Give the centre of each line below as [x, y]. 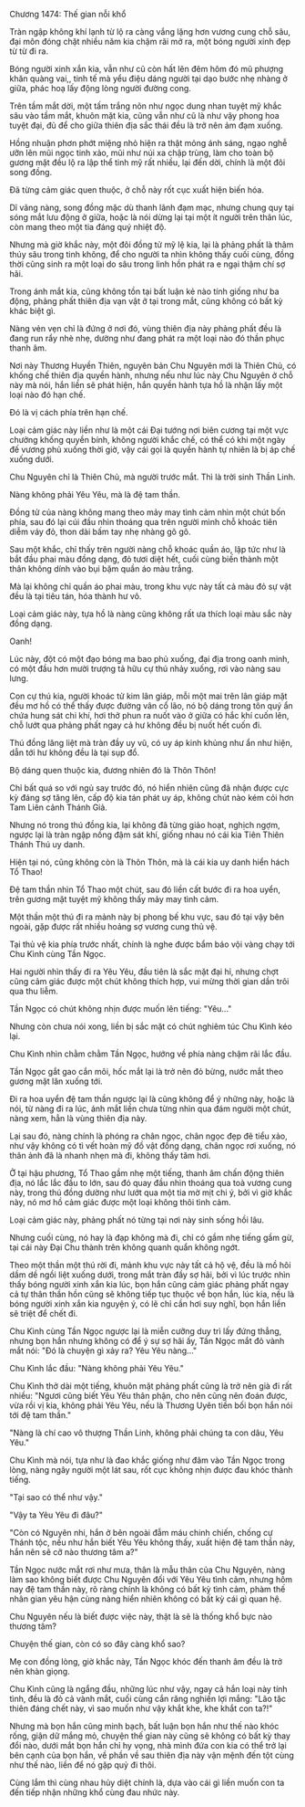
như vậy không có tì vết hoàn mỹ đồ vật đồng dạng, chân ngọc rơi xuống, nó [153, 1145]
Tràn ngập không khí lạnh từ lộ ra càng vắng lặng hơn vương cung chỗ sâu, [150, 32]
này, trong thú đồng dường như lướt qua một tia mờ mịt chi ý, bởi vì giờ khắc [151, 1192]
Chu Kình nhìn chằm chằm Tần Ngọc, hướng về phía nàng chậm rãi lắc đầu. [151, 1054]
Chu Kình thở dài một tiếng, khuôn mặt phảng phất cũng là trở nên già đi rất [151, 1386]
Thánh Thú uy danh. [47, 844]
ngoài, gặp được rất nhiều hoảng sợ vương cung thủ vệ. [113, 926]
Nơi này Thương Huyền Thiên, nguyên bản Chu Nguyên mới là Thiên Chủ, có [153, 366]
